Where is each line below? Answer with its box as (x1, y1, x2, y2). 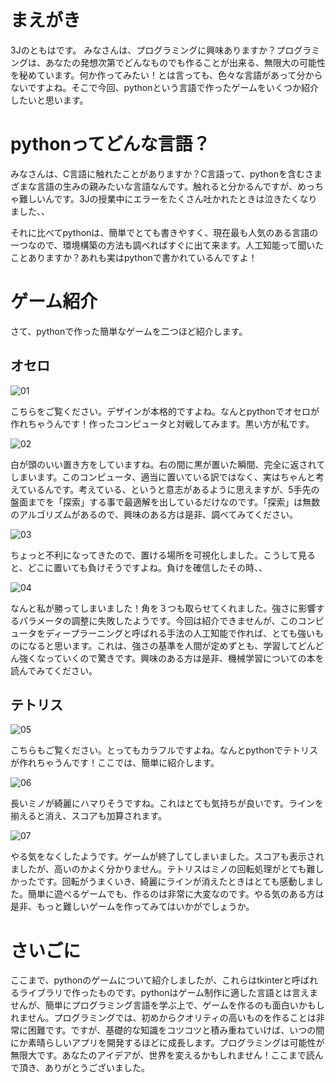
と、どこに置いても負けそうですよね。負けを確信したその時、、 (10, 561, 268, 573)
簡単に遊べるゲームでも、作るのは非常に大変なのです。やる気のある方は (27, 888, 325, 900)
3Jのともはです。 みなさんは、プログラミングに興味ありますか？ (10, 44, 277, 56)
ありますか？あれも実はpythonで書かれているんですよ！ (27, 251, 258, 263)
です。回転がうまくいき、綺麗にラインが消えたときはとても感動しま (36, 876, 315, 888)
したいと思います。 (10, 94, 89, 106)
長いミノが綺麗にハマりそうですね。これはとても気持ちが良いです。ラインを (10, 797, 325, 810)
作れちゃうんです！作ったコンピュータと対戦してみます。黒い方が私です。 (10, 417, 315, 430)
